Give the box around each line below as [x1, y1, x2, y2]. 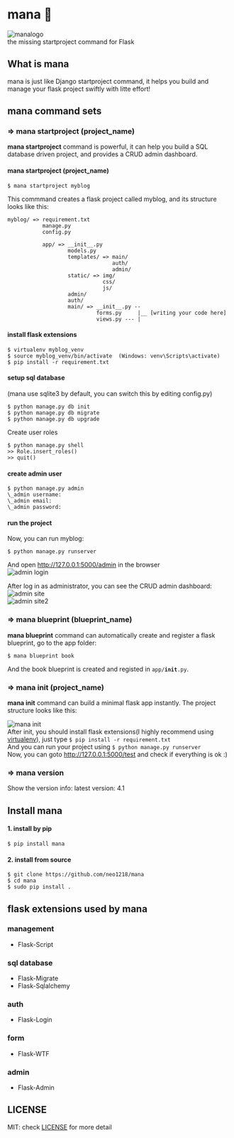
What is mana [7, 58, 69, 70]
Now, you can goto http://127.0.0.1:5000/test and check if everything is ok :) [7, 750, 228, 759]
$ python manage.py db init [7, 403, 91, 411]
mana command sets [7, 105, 102, 117]
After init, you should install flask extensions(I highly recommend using [7, 728, 214, 736]
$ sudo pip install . [7, 884, 72, 891]
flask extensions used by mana [7, 903, 147, 915]
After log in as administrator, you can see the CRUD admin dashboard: [7, 582, 213, 591]
